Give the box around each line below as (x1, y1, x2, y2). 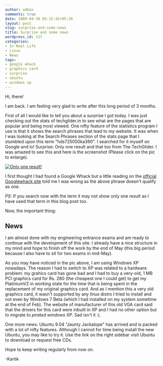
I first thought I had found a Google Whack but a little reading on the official (5, 173, 157, 179)
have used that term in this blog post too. (5, 198, 88, 204)
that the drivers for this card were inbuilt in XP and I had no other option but (5, 307, 157, 313)
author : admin (5, 7, 34, 12)
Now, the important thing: (5, 208, 56, 214)
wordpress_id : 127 (5, 35, 42, 40)
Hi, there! (5, 94, 24, 99)
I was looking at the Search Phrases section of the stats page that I (5, 133, 140, 139)
